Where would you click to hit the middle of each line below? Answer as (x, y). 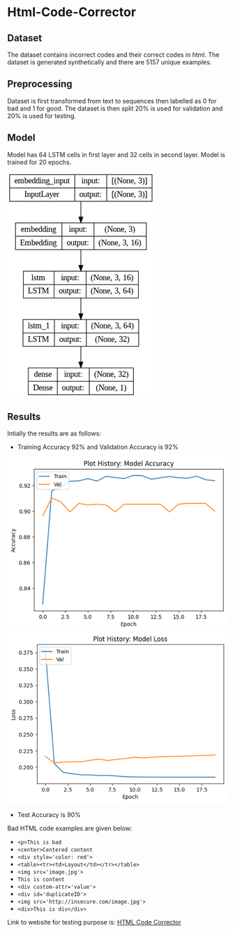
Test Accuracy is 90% (49, 815)
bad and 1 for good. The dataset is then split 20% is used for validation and (115, 108)
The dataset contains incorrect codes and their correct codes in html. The (113, 55)
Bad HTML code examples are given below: (70, 828)
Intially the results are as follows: (54, 433)
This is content (41, 880)
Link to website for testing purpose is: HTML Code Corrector (94, 923)
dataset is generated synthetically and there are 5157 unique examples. (110, 62)
